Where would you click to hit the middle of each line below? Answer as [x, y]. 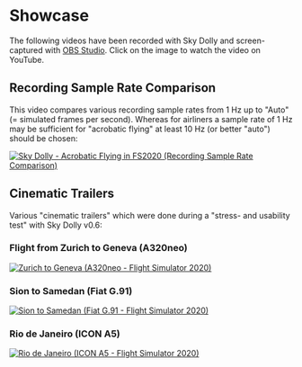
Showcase [49, 16]
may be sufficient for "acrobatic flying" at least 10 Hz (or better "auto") [140, 129]
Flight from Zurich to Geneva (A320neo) [98, 248]
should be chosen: [44, 138]
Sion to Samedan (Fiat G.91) [71, 291]
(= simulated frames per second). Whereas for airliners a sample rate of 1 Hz [151, 119]
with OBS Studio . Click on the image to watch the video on [152, 49]
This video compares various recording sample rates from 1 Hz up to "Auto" [149, 110]
